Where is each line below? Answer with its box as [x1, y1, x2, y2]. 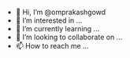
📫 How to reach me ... [15, 42, 89, 50]
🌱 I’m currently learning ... [15, 24, 100, 33]
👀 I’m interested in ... [15, 16, 83, 25]
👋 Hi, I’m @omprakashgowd [15, 8, 106, 16]
